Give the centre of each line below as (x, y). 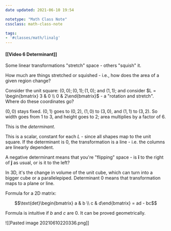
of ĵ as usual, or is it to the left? (38, 163)
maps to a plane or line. (30, 184)
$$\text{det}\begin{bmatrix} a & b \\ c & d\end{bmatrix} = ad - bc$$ (86, 203)
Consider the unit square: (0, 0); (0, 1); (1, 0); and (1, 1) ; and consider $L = (81, 91)
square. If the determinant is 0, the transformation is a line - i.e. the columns (85, 142)
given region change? (28, 81)
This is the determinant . (30, 127)
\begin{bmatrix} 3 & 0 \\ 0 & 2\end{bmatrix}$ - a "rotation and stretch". (80, 96)
